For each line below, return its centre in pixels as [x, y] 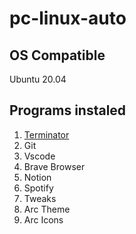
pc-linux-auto [68, 18]
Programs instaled [68, 110]
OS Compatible [57, 55]
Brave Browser [54, 166]
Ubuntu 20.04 [38, 79]
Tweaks [40, 198]
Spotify [38, 188]
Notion [37, 177]
